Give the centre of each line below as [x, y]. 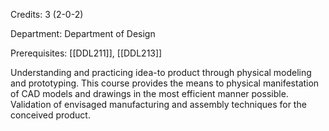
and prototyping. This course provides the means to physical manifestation [165, 83]
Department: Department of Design [83, 33]
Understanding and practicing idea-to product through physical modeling [161, 72]
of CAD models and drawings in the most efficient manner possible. [149, 93]
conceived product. [50, 115]
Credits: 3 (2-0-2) [47, 14]
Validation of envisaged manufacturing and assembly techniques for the [158, 104]
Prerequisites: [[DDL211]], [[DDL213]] [86, 53]
